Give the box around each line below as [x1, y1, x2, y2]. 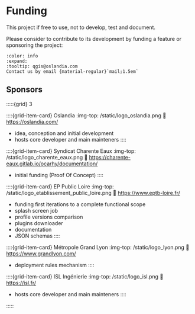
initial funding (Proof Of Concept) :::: [14, 171, 103, 178]
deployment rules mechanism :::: [14, 261, 95, 268]
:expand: [6, 58, 28, 64]
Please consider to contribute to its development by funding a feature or [6, 35, 182, 42]
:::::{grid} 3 [6, 100, 32, 107]
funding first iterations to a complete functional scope [14, 200, 146, 208]
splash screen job [14, 207, 58, 214]
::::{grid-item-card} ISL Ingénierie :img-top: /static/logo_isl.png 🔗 [6, 273, 164, 280]
